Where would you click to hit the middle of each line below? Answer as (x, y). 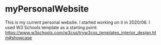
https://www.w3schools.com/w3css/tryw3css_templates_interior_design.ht (81, 32)
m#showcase (19, 38)
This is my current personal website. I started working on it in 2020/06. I (78, 22)
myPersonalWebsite (47, 9)
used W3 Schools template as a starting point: (51, 27)
